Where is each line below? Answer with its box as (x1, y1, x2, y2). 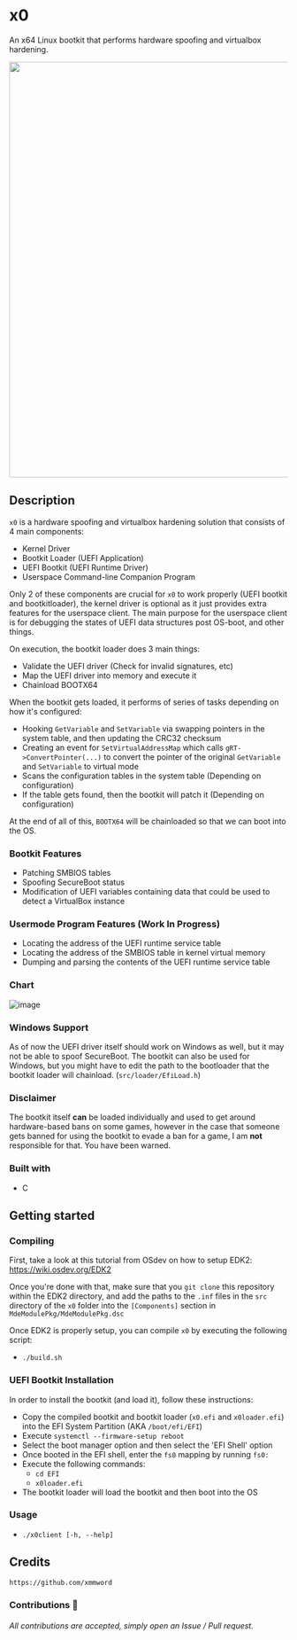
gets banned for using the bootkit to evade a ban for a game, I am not (9, 1131, 263, 1142)
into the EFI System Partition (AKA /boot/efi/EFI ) (21, 1420, 203, 1432)
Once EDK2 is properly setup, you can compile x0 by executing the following (9, 1325, 287, 1336)
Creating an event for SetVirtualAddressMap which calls (21, 742, 224, 753)
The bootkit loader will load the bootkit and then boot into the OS (21, 1487, 258, 1497)
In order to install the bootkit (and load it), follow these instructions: (9, 1394, 254, 1405)
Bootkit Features (9, 847, 82, 860)
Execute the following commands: (21, 1458, 146, 1469)
